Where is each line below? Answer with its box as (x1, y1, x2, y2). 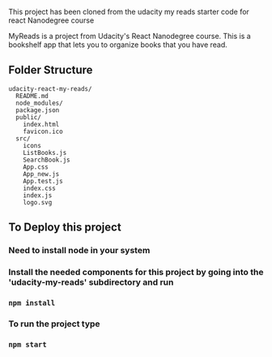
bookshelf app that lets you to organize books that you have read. (8, 40, 228, 49)
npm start (8, 340, 47, 349)
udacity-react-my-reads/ (8, 84, 92, 92)
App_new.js (23, 170, 60, 178)
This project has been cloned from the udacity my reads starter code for (8, 7, 249, 16)
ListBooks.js (23, 148, 67, 157)
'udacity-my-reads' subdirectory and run (8, 277, 174, 288)
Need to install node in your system (8, 245, 151, 256)
